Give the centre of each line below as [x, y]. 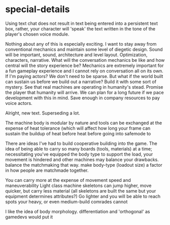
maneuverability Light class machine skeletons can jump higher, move [78, 185]
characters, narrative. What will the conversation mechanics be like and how [85, 60]
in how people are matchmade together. [47, 170]
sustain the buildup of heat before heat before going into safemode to [78, 133]
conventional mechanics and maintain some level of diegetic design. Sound [84, 49]
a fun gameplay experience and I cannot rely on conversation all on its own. [84, 71]
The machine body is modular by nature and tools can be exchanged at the [84, 123]
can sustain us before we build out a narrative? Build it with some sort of [81, 82]
